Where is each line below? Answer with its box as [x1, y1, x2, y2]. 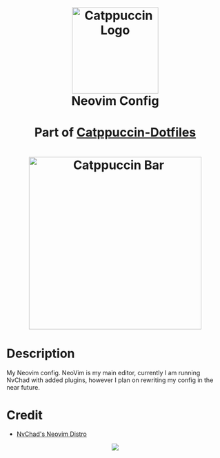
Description [6, 346, 75, 361]
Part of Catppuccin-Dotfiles [34, 125, 197, 141]
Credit [6, 407, 43, 423]
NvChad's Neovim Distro [16, 430, 87, 438]
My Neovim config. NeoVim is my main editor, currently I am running [6, 368, 201, 377]
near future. [6, 383, 41, 391]
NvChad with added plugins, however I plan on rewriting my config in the [6, 376, 214, 384]
